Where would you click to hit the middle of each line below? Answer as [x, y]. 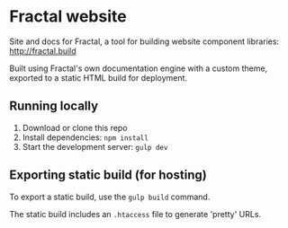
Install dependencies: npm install [85, 137]
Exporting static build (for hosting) [108, 175]
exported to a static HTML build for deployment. [98, 77]
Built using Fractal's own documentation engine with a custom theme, [139, 68]
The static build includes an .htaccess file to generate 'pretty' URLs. [135, 214]
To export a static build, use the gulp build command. [110, 197]
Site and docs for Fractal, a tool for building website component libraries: [144, 41]
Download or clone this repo [75, 127]
